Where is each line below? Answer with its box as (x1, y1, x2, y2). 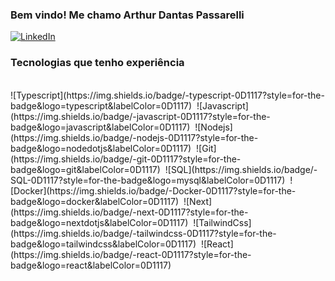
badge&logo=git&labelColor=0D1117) (10, 163, 161, 175)
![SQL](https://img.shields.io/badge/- (164, 163, 318, 175)
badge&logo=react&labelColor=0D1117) (10, 259, 172, 271)
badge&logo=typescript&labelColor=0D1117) (10, 99, 193, 112)
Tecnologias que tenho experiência (10, 56, 185, 70)
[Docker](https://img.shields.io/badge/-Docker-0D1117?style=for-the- (10, 184, 297, 197)
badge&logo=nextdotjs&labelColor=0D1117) (10, 216, 189, 228)
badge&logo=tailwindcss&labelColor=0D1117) (10, 238, 197, 250)
